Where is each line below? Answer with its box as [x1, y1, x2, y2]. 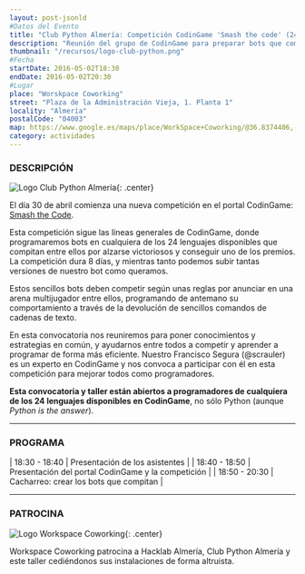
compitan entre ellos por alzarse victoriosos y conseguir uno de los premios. [9, 246, 296, 257]
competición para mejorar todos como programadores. [9, 369, 215, 380]
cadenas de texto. [9, 312, 77, 323]
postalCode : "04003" [9, 114, 88, 124]
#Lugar [9, 81, 34, 90]
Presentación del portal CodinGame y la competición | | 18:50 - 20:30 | [9, 467, 274, 478]
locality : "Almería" [9, 106, 88, 115]
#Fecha [9, 55, 34, 64]
